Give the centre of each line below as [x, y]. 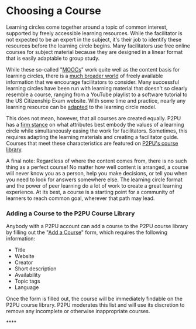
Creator [24, 263]
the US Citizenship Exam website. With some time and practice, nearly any [96, 100]
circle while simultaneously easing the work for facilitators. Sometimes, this [97, 131]
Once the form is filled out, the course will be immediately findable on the [94, 299]
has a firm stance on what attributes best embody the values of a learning [95, 124]
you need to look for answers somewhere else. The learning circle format [94, 179]
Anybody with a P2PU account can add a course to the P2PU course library [97, 226]
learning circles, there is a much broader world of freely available [85, 76]
